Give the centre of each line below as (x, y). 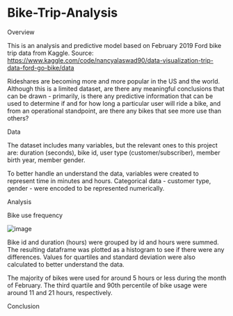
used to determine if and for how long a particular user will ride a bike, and (114, 103)
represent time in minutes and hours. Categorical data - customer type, (109, 181)
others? (18, 118)
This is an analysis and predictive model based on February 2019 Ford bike (114, 45)
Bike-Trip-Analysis (63, 13)
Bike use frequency (35, 215)
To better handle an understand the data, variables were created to (103, 173)
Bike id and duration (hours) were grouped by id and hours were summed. (113, 242)
